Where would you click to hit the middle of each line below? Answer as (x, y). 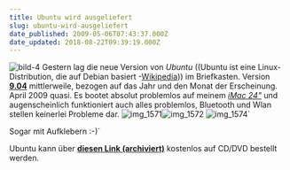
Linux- (270, 67)
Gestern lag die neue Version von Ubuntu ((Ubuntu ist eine (149, 67)
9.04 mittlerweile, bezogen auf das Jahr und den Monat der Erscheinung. (143, 86)
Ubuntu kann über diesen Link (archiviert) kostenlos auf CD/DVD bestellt (143, 149)
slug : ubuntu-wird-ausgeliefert (69, 26)
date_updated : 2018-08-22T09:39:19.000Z (85, 42)
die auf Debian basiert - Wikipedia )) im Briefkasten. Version (163, 77)
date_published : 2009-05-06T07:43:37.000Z (89, 34)
